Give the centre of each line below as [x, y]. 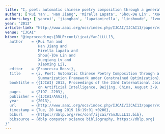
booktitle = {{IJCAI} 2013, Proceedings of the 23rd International [80, 82]
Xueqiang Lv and [55, 60]
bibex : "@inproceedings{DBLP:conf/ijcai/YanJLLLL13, [60, 37]
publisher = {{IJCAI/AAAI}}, [39, 96]
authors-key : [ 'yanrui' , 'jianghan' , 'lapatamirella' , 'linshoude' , [77, 19]
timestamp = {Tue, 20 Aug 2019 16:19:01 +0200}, [60, 110]
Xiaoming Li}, [53, 64]
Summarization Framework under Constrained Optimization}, [100, 78]
